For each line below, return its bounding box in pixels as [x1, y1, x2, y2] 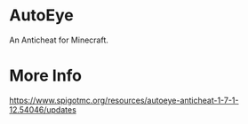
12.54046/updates [9, 104, 77, 115]
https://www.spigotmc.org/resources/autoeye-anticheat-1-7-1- [9, 95, 239, 105]
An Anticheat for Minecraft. [9, 35, 109, 45]
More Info [9, 66, 83, 86]
